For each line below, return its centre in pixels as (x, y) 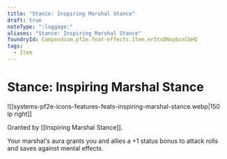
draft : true (24, 20)
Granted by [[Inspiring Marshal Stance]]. (65, 127)
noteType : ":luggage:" (40, 26)
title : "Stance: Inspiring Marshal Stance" (71, 14)
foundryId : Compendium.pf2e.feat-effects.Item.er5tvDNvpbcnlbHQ (102, 40)
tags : (15, 46)
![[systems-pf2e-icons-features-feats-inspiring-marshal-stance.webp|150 (114, 106)
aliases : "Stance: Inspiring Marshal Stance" (74, 33)
